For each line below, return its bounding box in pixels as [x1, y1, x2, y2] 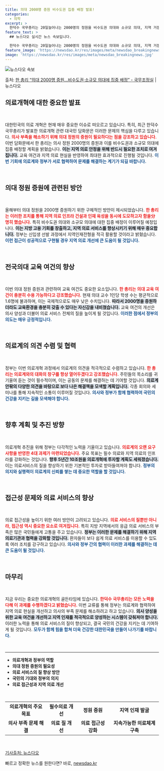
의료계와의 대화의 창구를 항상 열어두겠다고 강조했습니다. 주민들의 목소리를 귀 [14, 371, 158, 377]
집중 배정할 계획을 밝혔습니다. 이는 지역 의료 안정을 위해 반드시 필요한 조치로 [5, 146, 148, 152]
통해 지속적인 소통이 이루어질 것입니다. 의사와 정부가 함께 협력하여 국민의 [18, 389, 155, 395]
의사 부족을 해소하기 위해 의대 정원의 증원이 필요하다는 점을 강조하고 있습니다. [11, 134, 157, 140]
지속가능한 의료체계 [113, 720, 156, 727]
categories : [5, 12, 29, 17]
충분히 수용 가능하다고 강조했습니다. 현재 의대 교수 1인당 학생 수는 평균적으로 [14, 292, 159, 298]
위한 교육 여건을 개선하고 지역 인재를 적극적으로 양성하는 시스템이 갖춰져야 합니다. [5, 614, 159, 621]
